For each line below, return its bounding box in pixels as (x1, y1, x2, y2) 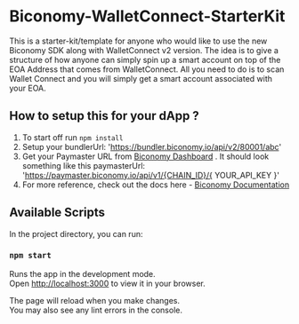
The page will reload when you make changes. (9, 295, 181, 305)
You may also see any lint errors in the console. (9, 304, 182, 315)
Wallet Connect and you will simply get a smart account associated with (9, 73, 273, 83)
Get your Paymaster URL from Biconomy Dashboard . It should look (21, 151, 270, 162)
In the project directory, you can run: (9, 228, 143, 239)
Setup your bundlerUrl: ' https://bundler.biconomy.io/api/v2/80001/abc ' (21, 141, 282, 152)
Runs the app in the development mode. (9, 268, 156, 279)
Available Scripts (9, 205, 105, 220)
